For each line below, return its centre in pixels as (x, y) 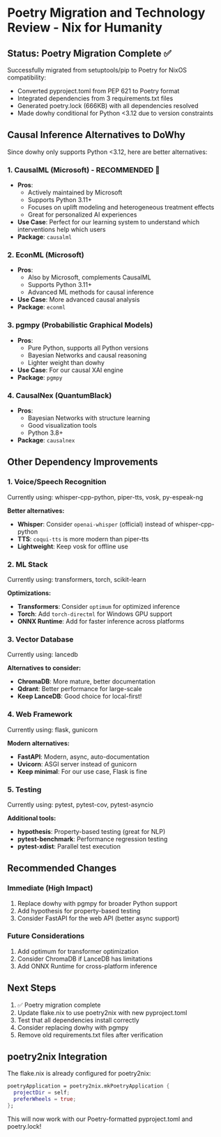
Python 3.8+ (46, 433)
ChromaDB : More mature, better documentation (86, 681)
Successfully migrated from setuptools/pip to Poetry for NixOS (97, 70)
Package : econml (41, 307)
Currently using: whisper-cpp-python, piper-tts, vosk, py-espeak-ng (105, 497)
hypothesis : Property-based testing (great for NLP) (91, 831)
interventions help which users (61, 230)
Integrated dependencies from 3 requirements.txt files (95, 98)
